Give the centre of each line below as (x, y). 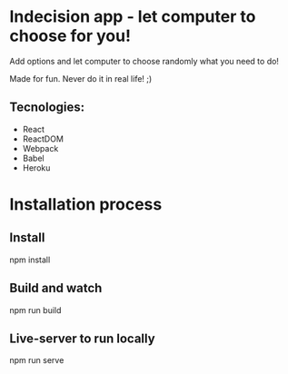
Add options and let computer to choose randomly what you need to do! (144, 61)
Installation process (86, 204)
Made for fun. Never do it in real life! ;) (81, 78)
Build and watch (56, 288)
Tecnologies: (47, 108)
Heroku (36, 167)
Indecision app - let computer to (133, 17)
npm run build (35, 310)
